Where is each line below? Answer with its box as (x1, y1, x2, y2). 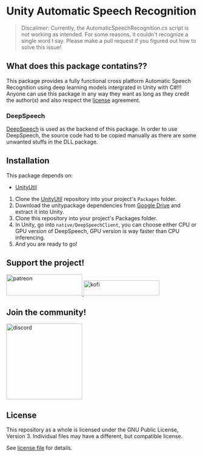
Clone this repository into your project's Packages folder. (15, 214, 158, 222)
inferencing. (15, 234, 45, 241)
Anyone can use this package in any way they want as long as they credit (6, 90, 190, 97)
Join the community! (6, 307, 87, 318)
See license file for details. (6, 444, 73, 452)
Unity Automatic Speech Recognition (6, 4, 197, 18)
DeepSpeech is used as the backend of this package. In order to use (6, 125, 178, 133)
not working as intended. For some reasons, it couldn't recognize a (21, 30, 188, 38)
